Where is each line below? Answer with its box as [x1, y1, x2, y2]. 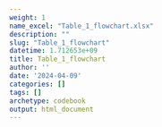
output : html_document [9, 105, 94, 114]
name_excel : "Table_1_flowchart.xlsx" [9, 21, 154, 30]
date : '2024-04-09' [9, 72, 82, 80]
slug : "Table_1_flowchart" [9, 38, 110, 47]
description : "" [9, 30, 70, 38]
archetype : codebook [9, 96, 87, 106]
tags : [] [9, 88, 42, 97]
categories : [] [9, 80, 66, 89]
